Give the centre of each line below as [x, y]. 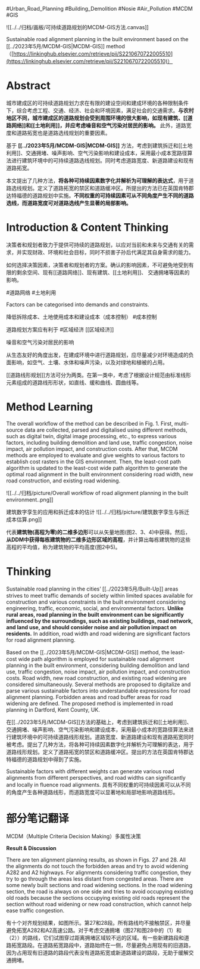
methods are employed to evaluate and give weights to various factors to [96, 455]
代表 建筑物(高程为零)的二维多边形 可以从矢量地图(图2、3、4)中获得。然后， [99, 532]
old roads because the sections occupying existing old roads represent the [98, 897]
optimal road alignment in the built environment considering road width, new [100, 474]
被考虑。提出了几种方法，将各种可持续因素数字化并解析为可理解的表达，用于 [100, 744]
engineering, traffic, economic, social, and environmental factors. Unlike [95, 608]
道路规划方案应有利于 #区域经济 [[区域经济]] [60, 329]
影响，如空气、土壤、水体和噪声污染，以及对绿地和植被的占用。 [89, 362]
